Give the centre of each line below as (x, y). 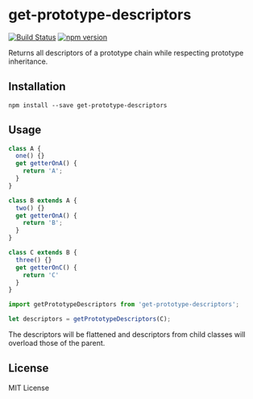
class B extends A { (43, 200)
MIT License (29, 388)
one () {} (30, 156)
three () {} (34, 260)
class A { (25, 148)
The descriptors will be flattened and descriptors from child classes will (127, 335)
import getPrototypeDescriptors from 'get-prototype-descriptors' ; (124, 305)
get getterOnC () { (47, 268)
